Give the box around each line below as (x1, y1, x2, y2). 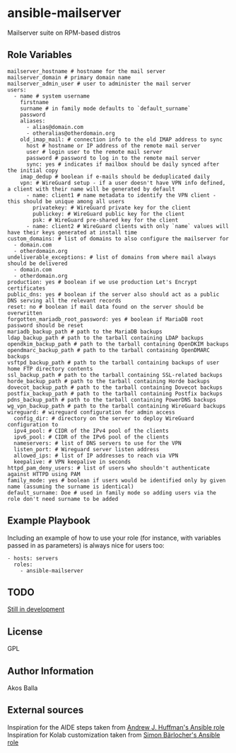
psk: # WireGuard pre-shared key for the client (33, 216, 179, 224)
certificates (7, 285, 46, 292)
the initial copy (7, 166, 59, 174)
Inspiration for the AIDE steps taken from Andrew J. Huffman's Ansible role (7, 723, 225, 731)
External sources (7, 704, 84, 716)
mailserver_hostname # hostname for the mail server (7, 67, 166, 75)
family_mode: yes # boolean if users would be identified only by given (7, 477, 226, 484)
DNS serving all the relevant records (7, 297, 122, 304)
